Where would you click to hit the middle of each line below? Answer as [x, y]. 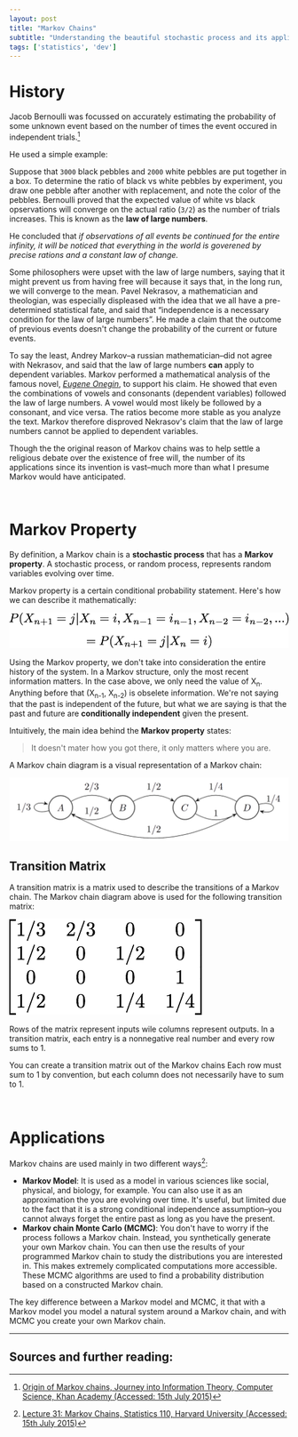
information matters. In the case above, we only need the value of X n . [136, 682]
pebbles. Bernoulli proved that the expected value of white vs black [132, 199]
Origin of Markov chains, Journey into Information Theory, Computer [147, 1386]
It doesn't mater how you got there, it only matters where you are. [151, 748]
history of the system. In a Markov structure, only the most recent [129, 671]
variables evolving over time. [62, 573]
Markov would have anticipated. [67, 477]
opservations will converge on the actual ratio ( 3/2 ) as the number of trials [145, 209]
